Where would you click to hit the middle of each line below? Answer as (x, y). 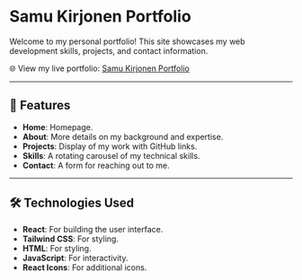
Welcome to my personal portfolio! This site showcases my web (127, 41)
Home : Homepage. (58, 127)
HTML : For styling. (57, 248)
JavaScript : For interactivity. (75, 258)
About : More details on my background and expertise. (123, 136)
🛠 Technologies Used (72, 203)
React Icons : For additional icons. (84, 267)
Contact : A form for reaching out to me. (96, 165)
